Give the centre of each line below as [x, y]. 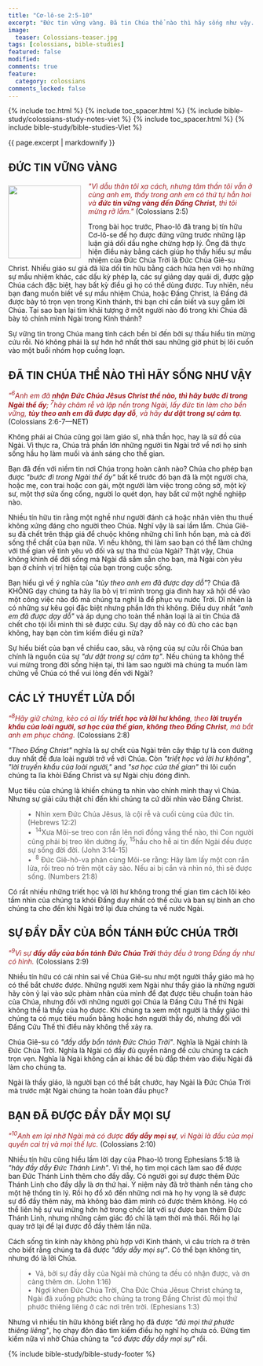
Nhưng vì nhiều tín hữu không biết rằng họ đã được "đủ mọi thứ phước [121, 1322]
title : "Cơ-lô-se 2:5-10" [50, 15]
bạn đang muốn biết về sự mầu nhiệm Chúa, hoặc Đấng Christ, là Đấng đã [128, 294]
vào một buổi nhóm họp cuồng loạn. [67, 351]
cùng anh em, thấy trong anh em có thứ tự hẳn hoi [170, 195]
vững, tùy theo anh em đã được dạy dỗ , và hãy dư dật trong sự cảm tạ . [125, 413]
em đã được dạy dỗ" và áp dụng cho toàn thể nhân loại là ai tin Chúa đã [124, 616]
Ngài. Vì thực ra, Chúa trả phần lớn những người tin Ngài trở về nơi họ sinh [128, 446]
